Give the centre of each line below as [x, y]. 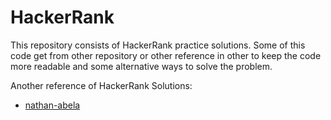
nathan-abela [52, 105]
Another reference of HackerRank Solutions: [101, 85]
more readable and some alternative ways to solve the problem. [141, 66]
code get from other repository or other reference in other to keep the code [166, 55]
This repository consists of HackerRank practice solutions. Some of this [158, 45]
